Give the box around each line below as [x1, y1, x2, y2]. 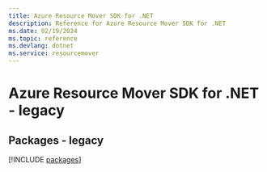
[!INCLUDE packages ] [8, 155, 82, 164]
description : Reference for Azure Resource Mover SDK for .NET [8, 19, 227, 27]
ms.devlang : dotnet [8, 42, 74, 50]
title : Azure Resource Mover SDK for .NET [8, 11, 154, 20]
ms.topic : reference [8, 34, 78, 43]
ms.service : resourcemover [8, 49, 100, 57]
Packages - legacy [8, 133, 104, 147]
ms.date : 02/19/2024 [8, 27, 78, 35]
